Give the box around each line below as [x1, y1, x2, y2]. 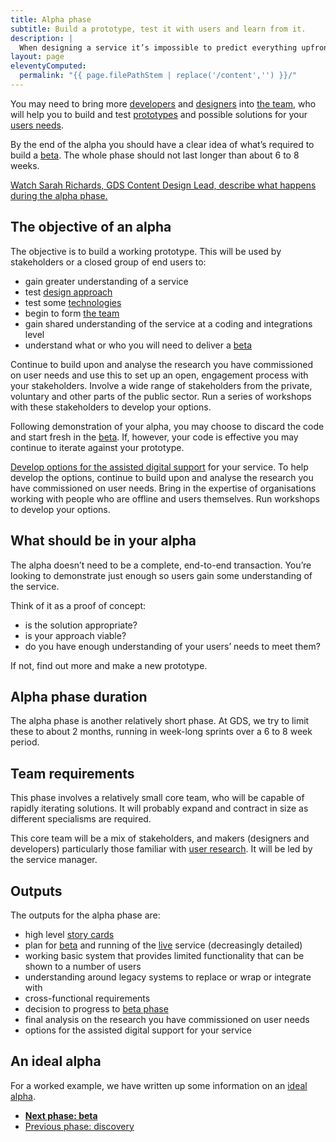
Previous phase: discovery [24, 1120, 135, 1132]
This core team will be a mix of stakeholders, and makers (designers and [10, 832, 310, 845]
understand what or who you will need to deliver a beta [24, 339, 252, 351]
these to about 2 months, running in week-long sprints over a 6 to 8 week [10, 726, 313, 738]
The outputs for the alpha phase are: [10, 909, 161, 921]
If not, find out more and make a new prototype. [10, 659, 208, 671]
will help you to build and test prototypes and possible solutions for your [10, 108, 308, 120]
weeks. [10, 159, 40, 171]
